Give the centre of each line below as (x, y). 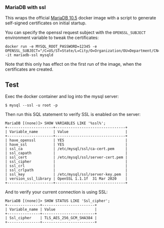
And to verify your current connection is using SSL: (57, 192)
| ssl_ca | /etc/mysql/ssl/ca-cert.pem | (66, 149)
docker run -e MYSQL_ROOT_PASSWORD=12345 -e (51, 47)
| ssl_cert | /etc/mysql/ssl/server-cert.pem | (66, 157)
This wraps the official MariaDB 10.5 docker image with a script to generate (81, 18)
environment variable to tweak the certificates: (52, 38)
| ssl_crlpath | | (66, 170)
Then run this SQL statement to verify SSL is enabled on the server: (73, 114)
